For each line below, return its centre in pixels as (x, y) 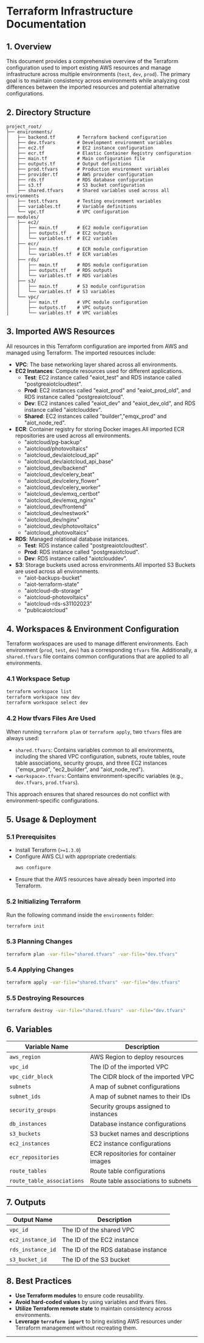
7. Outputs (26, 1202)
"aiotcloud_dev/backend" (56, 468)
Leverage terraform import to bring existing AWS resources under (98, 1322)
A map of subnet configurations (135, 1086)
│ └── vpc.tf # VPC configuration (68, 212)
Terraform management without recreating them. (76, 1328)
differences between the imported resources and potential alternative (93, 87)
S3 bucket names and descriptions (140, 1134)
